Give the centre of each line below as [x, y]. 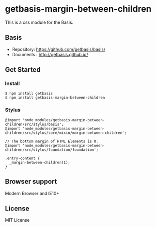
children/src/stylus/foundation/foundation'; [52, 150]
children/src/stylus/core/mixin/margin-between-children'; [66, 133]
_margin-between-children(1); [40, 162]
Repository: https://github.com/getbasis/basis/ [59, 49]
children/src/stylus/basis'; [34, 124]
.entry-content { [23, 158]
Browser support [31, 182]
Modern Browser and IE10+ [32, 193]
